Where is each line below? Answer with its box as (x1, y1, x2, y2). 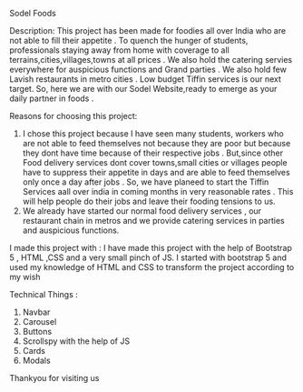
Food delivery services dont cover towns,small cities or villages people (22, 157, 288, 167)
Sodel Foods (9, 8, 56, 18)
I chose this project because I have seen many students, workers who (22, 128, 284, 139)
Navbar (22, 307, 51, 317)
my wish (9, 272, 41, 282)
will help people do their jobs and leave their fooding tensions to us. (22, 196, 276, 206)
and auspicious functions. (22, 225, 120, 236)
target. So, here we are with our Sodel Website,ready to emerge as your (9, 84, 278, 94)
